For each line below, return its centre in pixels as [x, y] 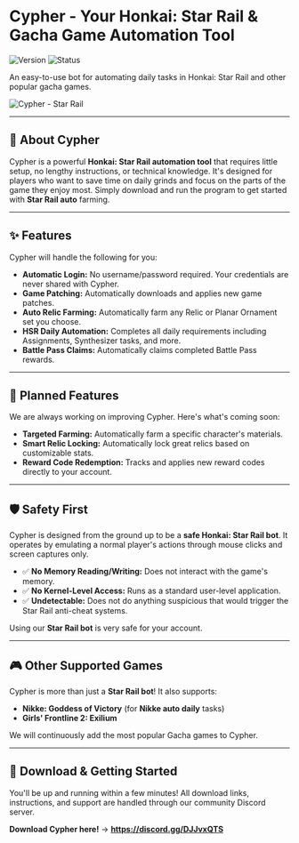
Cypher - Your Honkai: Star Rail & [134, 16]
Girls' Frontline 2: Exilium [69, 718]
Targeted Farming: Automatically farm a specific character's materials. [152, 434]
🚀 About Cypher [54, 140]
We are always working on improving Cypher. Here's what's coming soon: [145, 417]
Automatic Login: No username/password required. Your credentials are [155, 274]
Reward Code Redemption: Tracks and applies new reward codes [143, 462]
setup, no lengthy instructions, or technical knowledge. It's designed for [141, 171]
